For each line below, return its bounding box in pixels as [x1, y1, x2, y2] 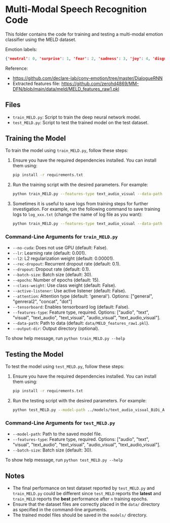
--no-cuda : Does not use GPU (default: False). [12, 245, 108, 251]
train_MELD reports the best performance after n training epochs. [12, 496, 148, 502]
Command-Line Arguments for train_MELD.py [5, 233, 118, 240]
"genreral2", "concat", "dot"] [12, 298, 72, 305]
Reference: [5, 65, 28, 71]
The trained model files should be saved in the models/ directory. [12, 512, 148, 518]
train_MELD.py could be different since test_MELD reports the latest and [12, 491, 161, 497]
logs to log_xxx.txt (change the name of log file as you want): [12, 211, 143, 217]
